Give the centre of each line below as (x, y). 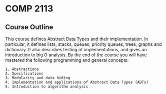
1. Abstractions (22, 69)
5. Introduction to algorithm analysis (47, 87)
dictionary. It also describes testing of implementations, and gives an (76, 49)
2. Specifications (24, 74)
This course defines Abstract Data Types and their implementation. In (77, 39)
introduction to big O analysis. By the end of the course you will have (76, 55)
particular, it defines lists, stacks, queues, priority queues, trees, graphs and (83, 44)
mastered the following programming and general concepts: (67, 60)
